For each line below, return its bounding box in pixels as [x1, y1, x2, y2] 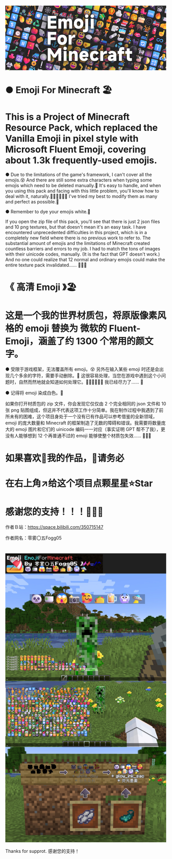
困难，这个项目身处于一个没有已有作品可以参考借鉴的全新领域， [22, 413, 157, 419]
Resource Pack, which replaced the [5, 122, 158, 133]
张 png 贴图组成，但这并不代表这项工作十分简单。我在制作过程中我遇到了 [5, 407, 159, 413]
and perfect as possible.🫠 [5, 198, 59, 205]
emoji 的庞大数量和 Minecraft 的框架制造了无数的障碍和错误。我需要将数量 [5, 420, 162, 426]
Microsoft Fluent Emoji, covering [5, 144, 146, 155]
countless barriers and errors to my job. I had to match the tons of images [5, 245, 161, 252]
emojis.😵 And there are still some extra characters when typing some [5, 177, 152, 183]
